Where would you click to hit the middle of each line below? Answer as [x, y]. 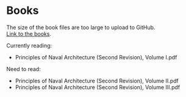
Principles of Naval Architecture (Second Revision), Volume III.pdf [98, 87]
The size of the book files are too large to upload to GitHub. [81, 27]
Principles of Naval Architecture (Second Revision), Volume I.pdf [96, 57]
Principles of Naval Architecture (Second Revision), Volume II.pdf [97, 81]
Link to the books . [29, 33]
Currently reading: [29, 45]
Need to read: [23, 69]
